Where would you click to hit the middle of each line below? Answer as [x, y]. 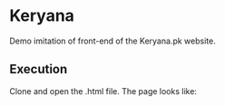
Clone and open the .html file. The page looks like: [103, 91]
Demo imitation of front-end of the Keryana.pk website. [112, 41]
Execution [39, 69]
